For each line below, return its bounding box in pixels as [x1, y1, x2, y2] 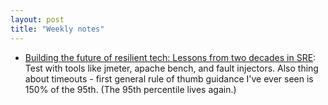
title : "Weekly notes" [10, 24, 105, 34]
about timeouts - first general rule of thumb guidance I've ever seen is [24, 72, 314, 85]
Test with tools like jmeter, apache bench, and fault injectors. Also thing [24, 62, 319, 74]
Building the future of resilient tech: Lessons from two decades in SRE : [24, 51, 317, 63]
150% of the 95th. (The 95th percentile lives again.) [24, 83, 237, 95]
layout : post [10, 14, 65, 25]
